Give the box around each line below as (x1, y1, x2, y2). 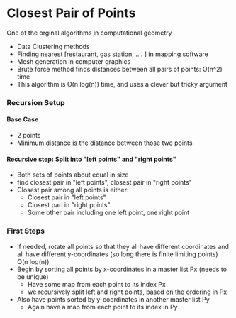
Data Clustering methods (16, 42, 90, 50)
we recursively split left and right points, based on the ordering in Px (27, 287, 227, 296)
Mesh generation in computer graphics (16, 57, 131, 65)
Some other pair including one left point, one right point (27, 208, 190, 217)
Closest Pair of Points (6, 5, 136, 21)
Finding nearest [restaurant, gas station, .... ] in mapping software (16, 50, 208, 58)
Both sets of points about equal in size (16, 170, 129, 179)
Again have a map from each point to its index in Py (27, 302, 178, 311)
